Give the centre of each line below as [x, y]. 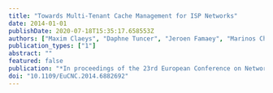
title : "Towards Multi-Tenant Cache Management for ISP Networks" [123, 16]
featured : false [36, 61]
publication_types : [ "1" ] [52, 46]
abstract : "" [30, 53]
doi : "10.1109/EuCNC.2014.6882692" [69, 76]
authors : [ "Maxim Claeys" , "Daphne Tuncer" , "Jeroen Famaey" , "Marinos [132, 38]
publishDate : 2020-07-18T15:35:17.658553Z [81, 31]
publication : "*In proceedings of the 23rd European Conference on [125, 69]
